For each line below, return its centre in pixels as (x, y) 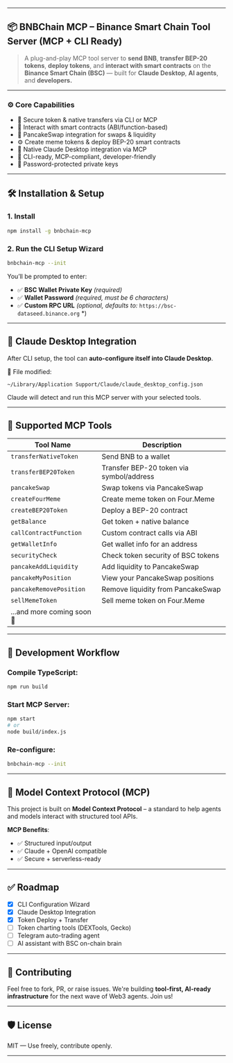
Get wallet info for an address (149, 544)
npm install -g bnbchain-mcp (49, 231)
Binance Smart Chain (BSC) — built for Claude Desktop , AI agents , (121, 73)
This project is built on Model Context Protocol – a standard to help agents (114, 808)
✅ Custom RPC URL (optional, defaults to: (77, 305)
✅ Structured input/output (54, 843)
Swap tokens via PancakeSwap (152, 488)
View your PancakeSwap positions (158, 578)
